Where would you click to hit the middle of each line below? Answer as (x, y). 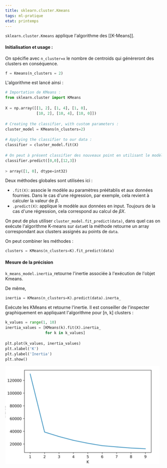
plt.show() (16, 359)
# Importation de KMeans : (33, 93)
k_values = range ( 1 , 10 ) (31, 323)
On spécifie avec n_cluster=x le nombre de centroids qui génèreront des (80, 58)
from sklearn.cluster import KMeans (43, 98)
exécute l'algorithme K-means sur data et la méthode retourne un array (77, 226)
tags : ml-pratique (24, 16)
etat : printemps (22, 21)
